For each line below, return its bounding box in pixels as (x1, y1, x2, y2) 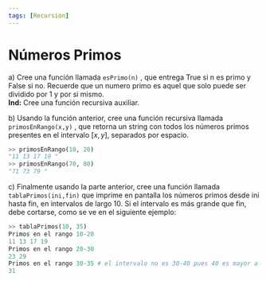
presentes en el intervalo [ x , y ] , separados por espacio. (8, 130, 190, 139)
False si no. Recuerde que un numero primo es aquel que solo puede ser (8, 80, 247, 90)
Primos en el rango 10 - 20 (8, 230, 94, 238)
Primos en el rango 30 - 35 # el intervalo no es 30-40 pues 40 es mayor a (8, 260, 259, 267)
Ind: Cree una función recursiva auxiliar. (8, 97, 140, 107)
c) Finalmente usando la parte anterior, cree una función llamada (8, 182, 221, 192)
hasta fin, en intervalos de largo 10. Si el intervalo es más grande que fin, (8, 199, 247, 209)
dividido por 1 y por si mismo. (8, 89, 105, 99)
